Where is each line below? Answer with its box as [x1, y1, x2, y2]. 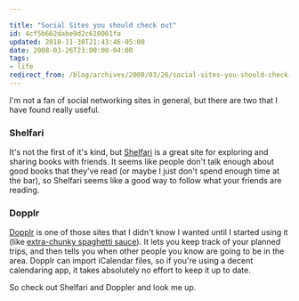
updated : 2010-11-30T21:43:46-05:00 [9, 37, 145, 46]
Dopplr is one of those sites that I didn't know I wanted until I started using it [9, 227, 288, 238]
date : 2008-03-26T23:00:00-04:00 [9, 45, 133, 54]
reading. [9, 184, 40, 196]
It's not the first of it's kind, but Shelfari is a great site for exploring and [9, 147, 269, 158]
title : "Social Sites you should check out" [9, 20, 177, 29]
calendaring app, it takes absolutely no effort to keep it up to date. [9, 264, 251, 276]
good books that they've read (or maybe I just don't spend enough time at [9, 166, 280, 176]
